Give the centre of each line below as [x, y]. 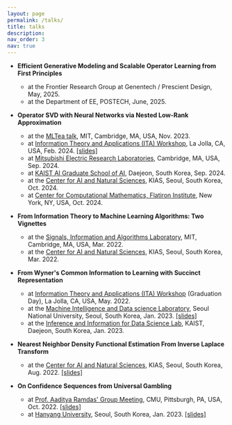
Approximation [39, 122]
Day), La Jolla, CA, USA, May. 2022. [79, 301]
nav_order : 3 [26, 40]
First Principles [40, 73]
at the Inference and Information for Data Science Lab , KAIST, [116, 323]
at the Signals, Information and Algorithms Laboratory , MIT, [112, 237]
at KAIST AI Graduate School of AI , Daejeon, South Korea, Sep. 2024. [126, 173]
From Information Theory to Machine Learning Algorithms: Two [110, 216]
